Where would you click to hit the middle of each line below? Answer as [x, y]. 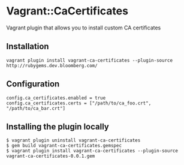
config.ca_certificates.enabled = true [56, 98]
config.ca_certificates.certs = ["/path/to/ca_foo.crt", [79, 103]
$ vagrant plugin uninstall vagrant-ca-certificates [73, 140]
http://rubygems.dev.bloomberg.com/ [52, 65]
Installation [28, 46]
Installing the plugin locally [58, 126]
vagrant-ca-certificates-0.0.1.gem [51, 156]
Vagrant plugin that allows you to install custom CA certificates [84, 28]
